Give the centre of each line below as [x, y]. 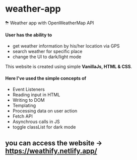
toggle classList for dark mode [44, 127]
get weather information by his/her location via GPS [66, 46]
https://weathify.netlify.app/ [51, 151]
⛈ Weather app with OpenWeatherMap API [50, 23]
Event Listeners [29, 90]
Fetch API [22, 116]
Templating [24, 106]
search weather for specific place [47, 52]
